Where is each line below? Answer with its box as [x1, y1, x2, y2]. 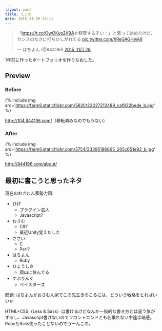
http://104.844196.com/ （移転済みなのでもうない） [5, 118, 108, 124]
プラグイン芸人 [19, 207, 50, 213]
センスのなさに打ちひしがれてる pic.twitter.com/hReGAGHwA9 [17, 36, 143, 42]
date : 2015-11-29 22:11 [5, 16, 54, 21]
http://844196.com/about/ [5, 161, 57, 167]
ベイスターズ [19, 282, 45, 288]
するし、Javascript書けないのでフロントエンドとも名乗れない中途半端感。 [5, 314, 155, 320]
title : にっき [5, 12, 32, 17]
